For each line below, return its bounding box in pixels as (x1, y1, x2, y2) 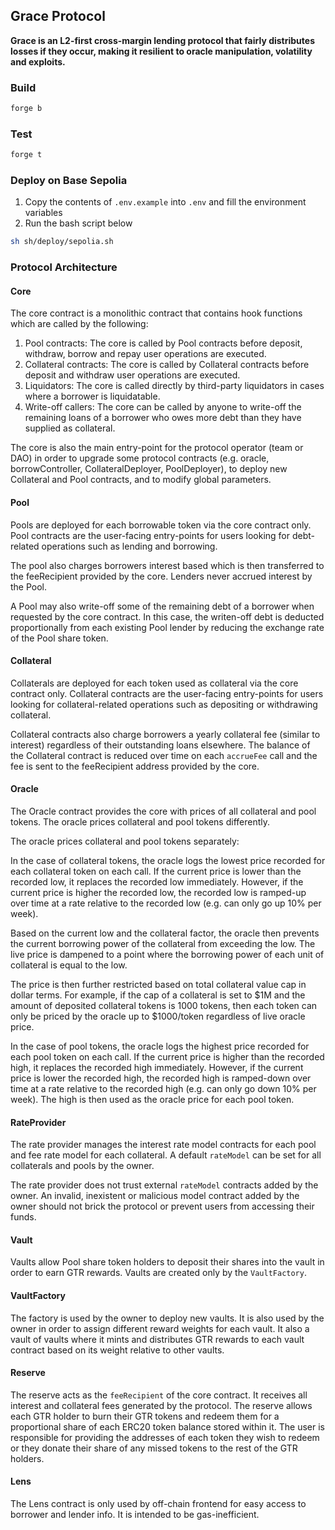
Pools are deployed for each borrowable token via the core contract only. (10, 519, 312, 531)
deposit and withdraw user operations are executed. (24, 369, 241, 381)
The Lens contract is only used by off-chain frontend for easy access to (10, 1498, 307, 1510)
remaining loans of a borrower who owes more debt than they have (24, 412, 302, 424)
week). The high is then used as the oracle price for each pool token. (10, 1094, 295, 1106)
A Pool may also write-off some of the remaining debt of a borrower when (10, 600, 315, 612)
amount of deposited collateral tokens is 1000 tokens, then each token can (10, 1000, 318, 1012)
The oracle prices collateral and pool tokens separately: (10, 835, 240, 848)
